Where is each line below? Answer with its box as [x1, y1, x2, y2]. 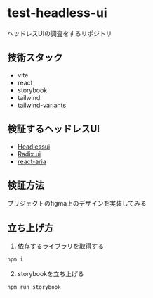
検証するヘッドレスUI [7, 123, 100, 135]
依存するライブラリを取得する [17, 242, 104, 251]
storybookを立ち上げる [17, 270, 84, 278]
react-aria [17, 157, 47, 166]
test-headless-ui [7, 5, 107, 21]
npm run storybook [7, 284, 61, 291]
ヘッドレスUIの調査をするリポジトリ [7, 29, 112, 37]
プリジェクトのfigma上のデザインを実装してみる [7, 199, 147, 208]
